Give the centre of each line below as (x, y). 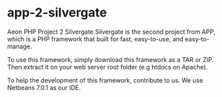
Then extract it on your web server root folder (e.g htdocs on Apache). (108, 67)
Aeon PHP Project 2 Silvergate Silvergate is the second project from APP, (111, 32)
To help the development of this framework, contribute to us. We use (105, 80)
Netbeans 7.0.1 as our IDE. (44, 87)
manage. (20, 46)
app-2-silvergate (57, 13)
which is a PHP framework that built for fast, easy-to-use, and (95, 39)
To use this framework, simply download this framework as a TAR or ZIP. (111, 59)
